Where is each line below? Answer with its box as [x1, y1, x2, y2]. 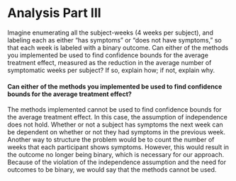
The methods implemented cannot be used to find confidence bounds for [7, 105, 222, 114]
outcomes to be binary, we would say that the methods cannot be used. [7, 165, 217, 174]
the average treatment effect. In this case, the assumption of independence [7, 113, 228, 122]
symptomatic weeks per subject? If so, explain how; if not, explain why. [7, 66, 215, 74]
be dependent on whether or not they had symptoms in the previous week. [7, 128, 225, 136]
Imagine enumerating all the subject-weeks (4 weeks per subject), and [7, 28, 214, 37]
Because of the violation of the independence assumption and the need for [7, 158, 227, 167]
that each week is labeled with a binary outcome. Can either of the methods [7, 43, 229, 52]
